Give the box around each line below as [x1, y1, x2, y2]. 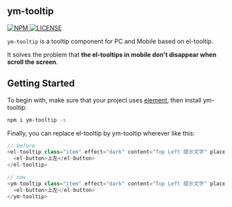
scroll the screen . [7, 58, 59, 66]
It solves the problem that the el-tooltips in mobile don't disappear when [7, 50, 217, 58]
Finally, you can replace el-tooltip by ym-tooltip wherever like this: [7, 129, 195, 137]
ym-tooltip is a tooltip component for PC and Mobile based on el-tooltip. [7, 37, 214, 45]
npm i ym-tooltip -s [7, 116, 67, 123]
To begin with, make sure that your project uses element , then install [7, 96, 202, 104]
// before [7, 142, 36, 149]
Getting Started [7, 78, 75, 89]
